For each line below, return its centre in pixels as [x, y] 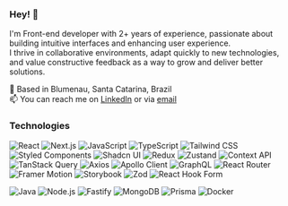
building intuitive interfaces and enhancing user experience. [120, 43]
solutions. [27, 72]
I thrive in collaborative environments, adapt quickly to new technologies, [144, 53]
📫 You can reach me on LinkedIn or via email [93, 99]
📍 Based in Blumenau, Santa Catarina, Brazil [91, 90]
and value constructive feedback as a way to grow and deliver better [136, 63]
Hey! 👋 [24, 14]
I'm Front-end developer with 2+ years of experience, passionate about [141, 34]
